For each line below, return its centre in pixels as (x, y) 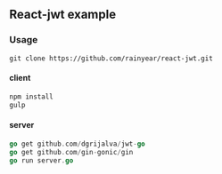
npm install (31, 97)
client (20, 78)
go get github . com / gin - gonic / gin (71, 152)
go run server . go (41, 160)
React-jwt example (63, 15)
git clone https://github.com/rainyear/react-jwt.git (111, 58)
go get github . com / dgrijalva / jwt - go (77, 144)
